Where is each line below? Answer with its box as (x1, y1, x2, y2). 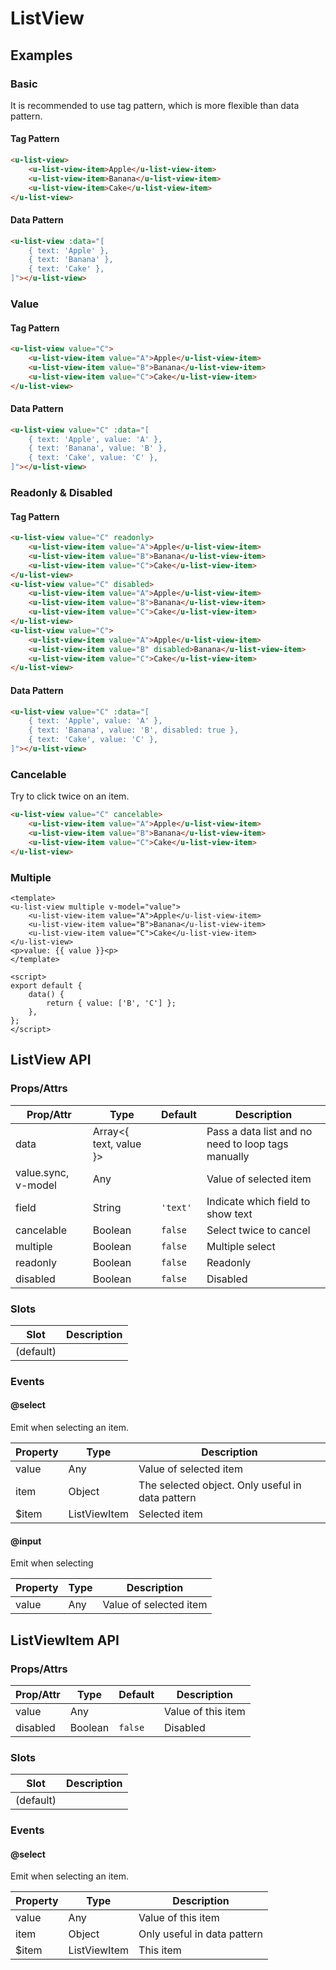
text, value (92, 1137, 142, 1151)
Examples (10, 47, 73, 64)
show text (206, 1207, 253, 1221)
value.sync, (15, 1165, 70, 1179)
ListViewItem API (10, 1632, 120, 1649)
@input (10, 1535, 42, 1547)
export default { (10, 980, 83, 991)
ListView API (10, 1052, 92, 1069)
